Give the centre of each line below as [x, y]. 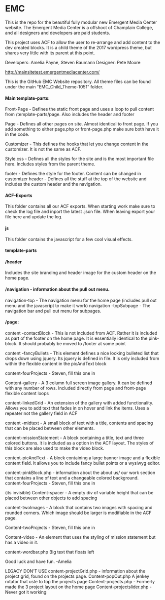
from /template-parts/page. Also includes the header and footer [70, 115]
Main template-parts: [28, 98]
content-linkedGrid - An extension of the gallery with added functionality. [79, 402]
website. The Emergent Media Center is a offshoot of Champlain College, [79, 27]
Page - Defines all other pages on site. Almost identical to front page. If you [82, 124]
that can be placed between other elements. [50, 428]
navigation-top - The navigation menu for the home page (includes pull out [81, 300]
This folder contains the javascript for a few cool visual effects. [69, 239]
